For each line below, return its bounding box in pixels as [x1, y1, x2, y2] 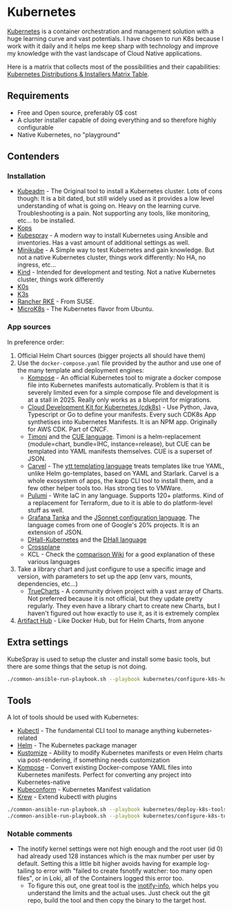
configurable [17, 123, 54, 132]
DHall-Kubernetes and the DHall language [27, 535, 147, 544]
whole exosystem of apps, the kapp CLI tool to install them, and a [27, 476, 213, 485]
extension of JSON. [27, 528, 84, 536]
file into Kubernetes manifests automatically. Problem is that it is [27, 380, 210, 389]
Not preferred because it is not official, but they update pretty [27, 594, 203, 603]
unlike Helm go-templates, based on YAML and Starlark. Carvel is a [27, 469, 219, 477]
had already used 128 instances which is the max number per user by [17, 852, 215, 860]
